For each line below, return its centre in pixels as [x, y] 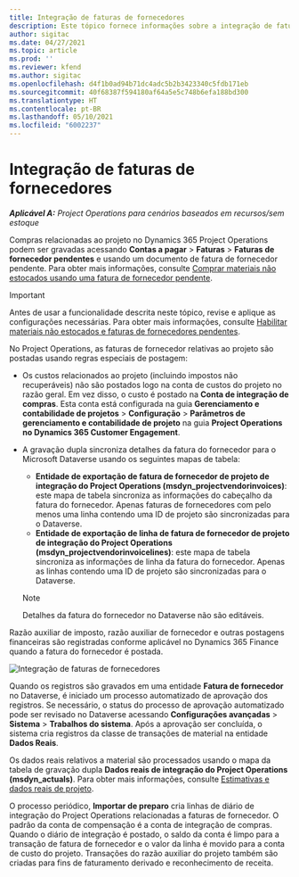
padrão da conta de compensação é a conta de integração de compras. [141, 824]
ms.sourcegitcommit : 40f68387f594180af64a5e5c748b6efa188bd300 [129, 92]
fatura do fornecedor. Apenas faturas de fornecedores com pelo [153, 504]
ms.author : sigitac [45, 76]
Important [27, 294]
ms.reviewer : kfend [45, 68]
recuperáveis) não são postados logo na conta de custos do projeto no [152, 385]
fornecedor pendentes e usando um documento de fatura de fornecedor [144, 259]
